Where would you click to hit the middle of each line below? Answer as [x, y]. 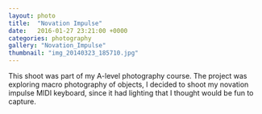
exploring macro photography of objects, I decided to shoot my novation [129, 84]
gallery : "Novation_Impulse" [57, 46]
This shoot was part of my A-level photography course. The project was [128, 76]
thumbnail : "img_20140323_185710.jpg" [73, 53]
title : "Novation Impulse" [56, 23]
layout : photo [32, 16]
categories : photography [50, 38]
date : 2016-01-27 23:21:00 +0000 [68, 31]
